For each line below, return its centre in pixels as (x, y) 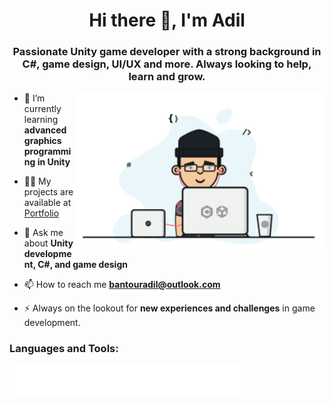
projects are (48, 192)
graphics (42, 141)
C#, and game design (82, 265)
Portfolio (41, 213)
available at (47, 203)
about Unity (48, 243)
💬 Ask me (43, 233)
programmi (47, 151)
